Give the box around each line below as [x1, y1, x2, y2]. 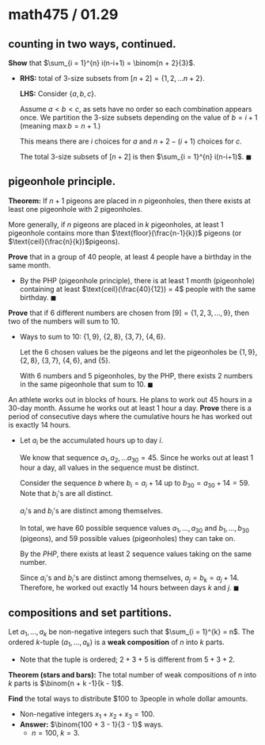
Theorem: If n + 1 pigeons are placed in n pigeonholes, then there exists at [8, 196, 252, 205]
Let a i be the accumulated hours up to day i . [19, 435, 164, 447]
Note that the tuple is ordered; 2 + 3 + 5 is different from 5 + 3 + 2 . [19, 655, 236, 664]
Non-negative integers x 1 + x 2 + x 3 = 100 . [19, 709, 155, 720]
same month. [8, 260, 51, 270]
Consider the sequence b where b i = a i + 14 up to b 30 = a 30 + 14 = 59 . [19, 478, 251, 490]
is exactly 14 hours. [8, 420, 71, 429]
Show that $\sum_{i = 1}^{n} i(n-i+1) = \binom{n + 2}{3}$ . [8, 58, 195, 67]
